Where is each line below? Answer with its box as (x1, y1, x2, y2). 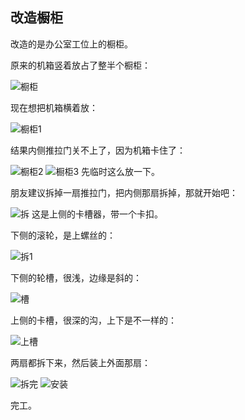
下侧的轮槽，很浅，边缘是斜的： (10, 271, 142, 283)
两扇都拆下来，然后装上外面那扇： (10, 356, 151, 368)
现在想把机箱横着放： (10, 101, 98, 113)
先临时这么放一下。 (81, 165, 161, 177)
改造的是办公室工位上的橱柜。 (10, 38, 133, 50)
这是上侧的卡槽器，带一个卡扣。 (31, 208, 163, 220)
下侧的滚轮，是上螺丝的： (10, 229, 116, 241)
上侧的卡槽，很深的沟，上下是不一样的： (10, 314, 177, 326)
